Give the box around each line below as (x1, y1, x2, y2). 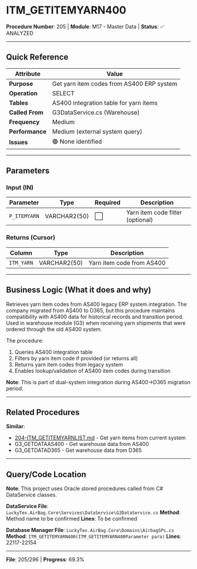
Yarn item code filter (125, 208, 182, 217)
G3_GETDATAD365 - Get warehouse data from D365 (14, 447, 142, 454)
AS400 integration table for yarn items (52, 98, 158, 107)
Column (9, 248, 32, 257)
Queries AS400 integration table (14, 348, 93, 355)
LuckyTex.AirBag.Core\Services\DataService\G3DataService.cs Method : (6, 509, 181, 516)
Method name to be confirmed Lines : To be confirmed (6, 515, 138, 523)
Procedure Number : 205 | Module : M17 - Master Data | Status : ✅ (6, 23, 165, 30)
